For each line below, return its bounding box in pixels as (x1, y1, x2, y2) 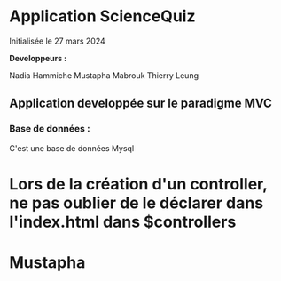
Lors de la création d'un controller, (9, 173, 268, 194)
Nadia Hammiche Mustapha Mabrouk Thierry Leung (9, 69, 199, 81)
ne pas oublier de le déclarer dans (9, 193, 264, 213)
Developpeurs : (9, 52, 67, 63)
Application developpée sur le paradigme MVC (9, 96, 273, 111)
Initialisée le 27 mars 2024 (9, 36, 106, 46)
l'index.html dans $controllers (9, 212, 237, 232)
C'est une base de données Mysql (9, 142, 135, 153)
